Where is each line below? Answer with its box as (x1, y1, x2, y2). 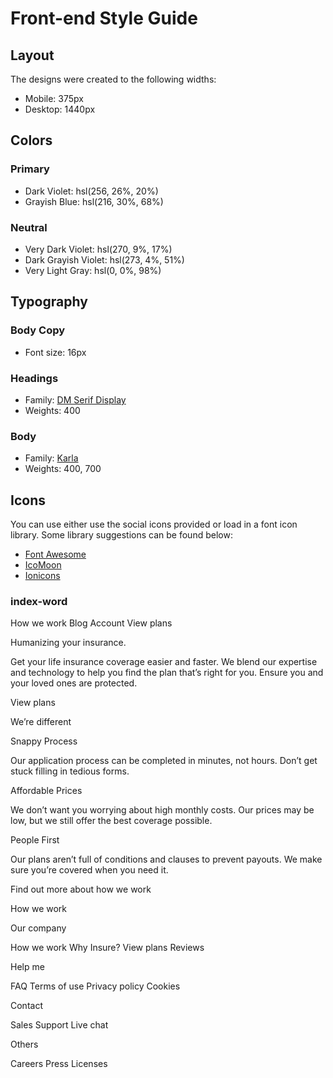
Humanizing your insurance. (10, 637, 127, 649)
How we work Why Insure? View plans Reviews (10, 942, 205, 954)
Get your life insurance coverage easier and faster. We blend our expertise (10, 656, 318, 668)
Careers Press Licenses (10, 1058, 108, 1070)
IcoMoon (24, 559, 62, 571)
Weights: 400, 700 (24, 463, 102, 475)
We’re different (10, 716, 72, 728)
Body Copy (10, 323, 66, 337)
